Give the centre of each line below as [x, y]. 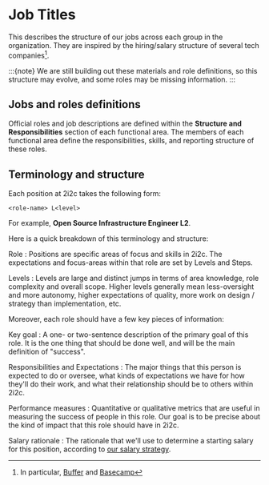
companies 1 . [29, 54]
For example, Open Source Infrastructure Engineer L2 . [100, 223]
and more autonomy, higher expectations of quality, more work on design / [131, 295]
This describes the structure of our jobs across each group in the [116, 37]
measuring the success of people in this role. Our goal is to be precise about [134, 417]
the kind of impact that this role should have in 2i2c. [94, 425]
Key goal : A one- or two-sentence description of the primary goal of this [128, 335]
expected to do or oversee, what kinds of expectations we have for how [127, 376]
